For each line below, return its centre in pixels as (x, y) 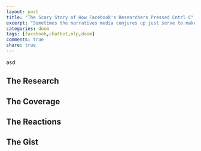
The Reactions (34, 122)
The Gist (22, 142)
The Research (33, 81)
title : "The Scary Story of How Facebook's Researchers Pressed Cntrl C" (100, 17)
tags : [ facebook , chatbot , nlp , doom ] (51, 34)
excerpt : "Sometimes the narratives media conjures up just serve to (95, 23)
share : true (21, 46)
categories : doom (28, 28)
